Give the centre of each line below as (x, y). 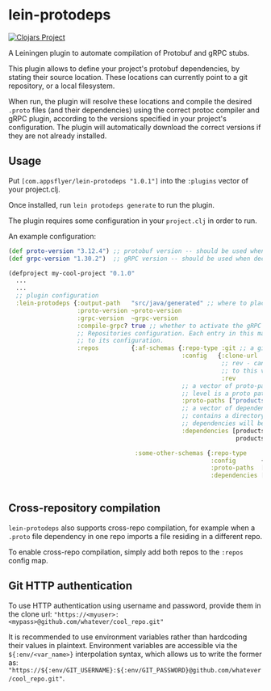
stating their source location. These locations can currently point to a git (128, 77)
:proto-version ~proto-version (129, 310)
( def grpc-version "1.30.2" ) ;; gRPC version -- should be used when (129, 259)
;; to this (240, 371)
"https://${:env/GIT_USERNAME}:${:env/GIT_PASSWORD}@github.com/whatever (135, 670)
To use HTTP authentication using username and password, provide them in (135, 605)
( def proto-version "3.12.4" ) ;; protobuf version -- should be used (128, 251)
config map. (28, 560)
